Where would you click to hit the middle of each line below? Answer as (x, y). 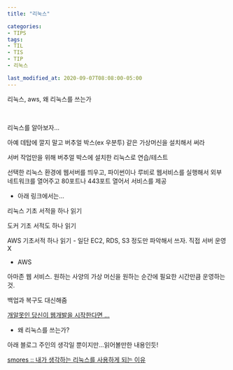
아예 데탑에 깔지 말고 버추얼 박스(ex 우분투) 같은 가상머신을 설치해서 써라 (106, 142)
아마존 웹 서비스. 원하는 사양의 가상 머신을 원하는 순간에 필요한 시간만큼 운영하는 (116, 276)
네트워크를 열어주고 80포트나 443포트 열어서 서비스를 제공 (87, 181)
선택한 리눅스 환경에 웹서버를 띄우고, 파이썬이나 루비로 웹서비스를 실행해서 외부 (115, 172)
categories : (24, 26)
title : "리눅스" (29, 14)
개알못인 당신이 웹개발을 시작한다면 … (58, 315)
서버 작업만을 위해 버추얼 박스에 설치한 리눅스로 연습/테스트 (88, 157)
